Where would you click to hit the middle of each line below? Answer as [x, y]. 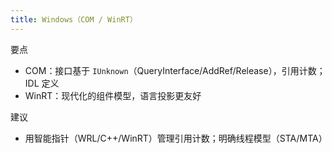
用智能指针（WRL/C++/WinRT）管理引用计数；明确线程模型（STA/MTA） [176, 138]
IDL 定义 [42, 83]
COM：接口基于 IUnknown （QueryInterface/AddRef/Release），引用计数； [175, 70]
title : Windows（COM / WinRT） [74, 19]
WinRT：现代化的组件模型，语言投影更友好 [113, 95]
